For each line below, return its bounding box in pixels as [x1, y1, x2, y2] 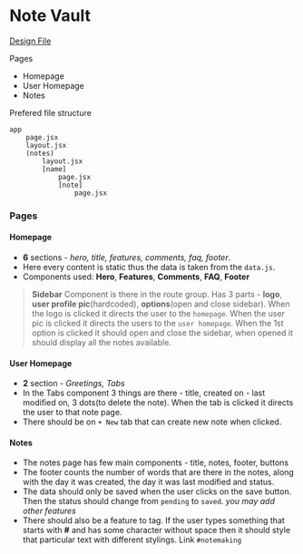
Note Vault [9, 5, 91, 26]
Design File [9, 35, 52, 46]
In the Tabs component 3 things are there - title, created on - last [22, 387, 266, 399]
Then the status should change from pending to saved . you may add [22, 496, 275, 507]
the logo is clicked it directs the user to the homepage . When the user [31, 308, 286, 319]
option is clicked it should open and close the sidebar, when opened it [31, 327, 293, 338]
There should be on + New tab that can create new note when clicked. [22, 416, 282, 427]
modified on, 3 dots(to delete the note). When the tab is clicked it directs [22, 397, 294, 408]
